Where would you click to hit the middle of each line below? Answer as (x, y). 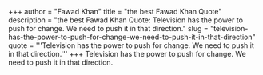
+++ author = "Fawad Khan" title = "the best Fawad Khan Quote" (115, 12)
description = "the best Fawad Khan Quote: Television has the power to (126, 20)
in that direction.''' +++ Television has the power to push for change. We (127, 54)
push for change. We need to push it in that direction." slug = (109, 28)
